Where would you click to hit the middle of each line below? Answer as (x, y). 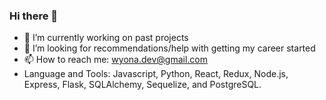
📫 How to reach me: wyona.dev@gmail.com (115, 60)
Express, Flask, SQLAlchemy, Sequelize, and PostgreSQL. (142, 85)
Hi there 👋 (34, 16)
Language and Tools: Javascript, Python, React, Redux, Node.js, (156, 74)
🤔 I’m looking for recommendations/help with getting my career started (169, 48)
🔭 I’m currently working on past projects (106, 38)
